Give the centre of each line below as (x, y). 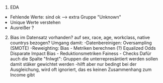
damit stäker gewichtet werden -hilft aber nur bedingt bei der (73, 64)
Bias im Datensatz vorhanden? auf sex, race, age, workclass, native (80, 37)
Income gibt (22, 75)
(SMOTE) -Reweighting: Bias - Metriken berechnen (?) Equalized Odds (83, 48)
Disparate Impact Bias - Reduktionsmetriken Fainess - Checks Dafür (81, 53)
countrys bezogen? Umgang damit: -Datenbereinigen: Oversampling (81, 43)
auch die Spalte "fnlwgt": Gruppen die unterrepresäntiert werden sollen (84, 59)
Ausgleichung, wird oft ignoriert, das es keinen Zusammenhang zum (81, 69)
